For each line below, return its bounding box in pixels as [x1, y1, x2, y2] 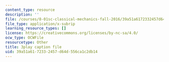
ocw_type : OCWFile [5, 35, 44, 40]
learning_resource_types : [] [5, 26, 66, 31]
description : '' [5, 12, 39, 17]
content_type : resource [5, 7, 55, 12]
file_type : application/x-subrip [5, 21, 75, 26]
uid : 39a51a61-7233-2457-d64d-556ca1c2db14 [5, 49, 98, 54]
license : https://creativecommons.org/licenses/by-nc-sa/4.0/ [5, 30, 138, 35]
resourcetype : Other [5, 40, 49, 45]
